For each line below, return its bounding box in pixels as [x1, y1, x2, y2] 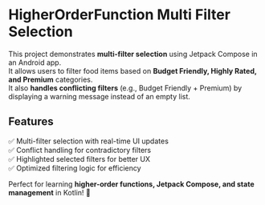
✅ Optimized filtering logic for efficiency [8, 163, 142, 173]
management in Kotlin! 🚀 [8, 187, 91, 197]
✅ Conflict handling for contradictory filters [8, 145, 151, 155]
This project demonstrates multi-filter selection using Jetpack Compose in [8, 49, 259, 58]
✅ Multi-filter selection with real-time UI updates [8, 136, 169, 146]
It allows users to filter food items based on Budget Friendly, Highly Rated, [8, 66, 257, 75]
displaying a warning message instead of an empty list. [8, 91, 191, 101]
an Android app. [8, 58, 62, 67]
